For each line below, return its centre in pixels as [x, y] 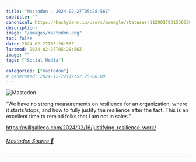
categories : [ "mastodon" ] [37, 71]
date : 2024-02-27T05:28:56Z [40, 44]
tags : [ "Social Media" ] [35, 60]
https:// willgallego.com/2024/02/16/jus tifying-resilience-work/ [81, 128]
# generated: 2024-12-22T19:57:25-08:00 [56, 76]
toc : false [19, 38]
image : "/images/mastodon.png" [44, 33]
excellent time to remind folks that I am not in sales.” [69, 117]
